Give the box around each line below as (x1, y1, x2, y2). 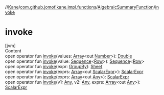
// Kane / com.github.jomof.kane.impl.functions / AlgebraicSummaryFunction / (5, 4, 156, 10)
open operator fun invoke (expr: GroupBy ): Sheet (5, 63, 103, 69)
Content (5, 47, 22, 53)
